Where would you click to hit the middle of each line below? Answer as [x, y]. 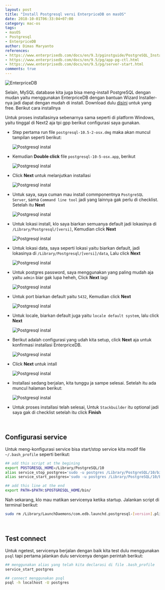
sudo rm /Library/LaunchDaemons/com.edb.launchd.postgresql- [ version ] [79, 514]
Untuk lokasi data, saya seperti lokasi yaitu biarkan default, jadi [76, 248]
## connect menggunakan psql [35, 578]
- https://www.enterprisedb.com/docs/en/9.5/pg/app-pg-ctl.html [72, 60]
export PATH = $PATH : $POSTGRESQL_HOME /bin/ [48, 490]
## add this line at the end [35, 486]
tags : [11, 28]
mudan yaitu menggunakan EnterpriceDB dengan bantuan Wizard [72, 98]
